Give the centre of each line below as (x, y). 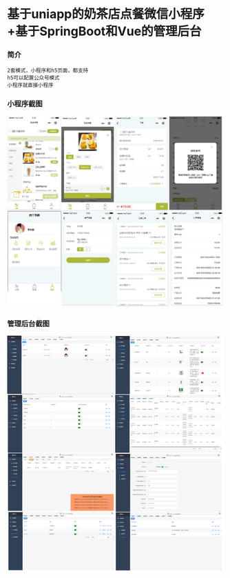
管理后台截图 (29, 323)
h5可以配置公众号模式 (33, 78)
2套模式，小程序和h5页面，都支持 (48, 71)
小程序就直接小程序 (30, 86)
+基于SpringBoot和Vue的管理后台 (104, 31)
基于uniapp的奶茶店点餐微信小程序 (106, 14)
